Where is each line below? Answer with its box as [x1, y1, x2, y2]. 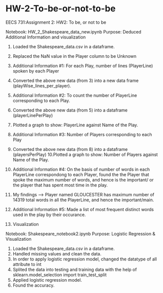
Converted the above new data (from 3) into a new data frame [12, 77, 139, 83]
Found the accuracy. [12, 282, 55, 288]
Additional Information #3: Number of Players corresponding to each [12, 131, 152, 137]
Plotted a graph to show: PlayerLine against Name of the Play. [12, 122, 138, 128]
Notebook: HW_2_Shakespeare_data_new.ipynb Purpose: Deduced [5, 29, 142, 35]
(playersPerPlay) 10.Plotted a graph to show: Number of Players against [12, 151, 158, 157]
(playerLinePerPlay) [12, 112, 53, 118]
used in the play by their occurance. [12, 212, 86, 218]
